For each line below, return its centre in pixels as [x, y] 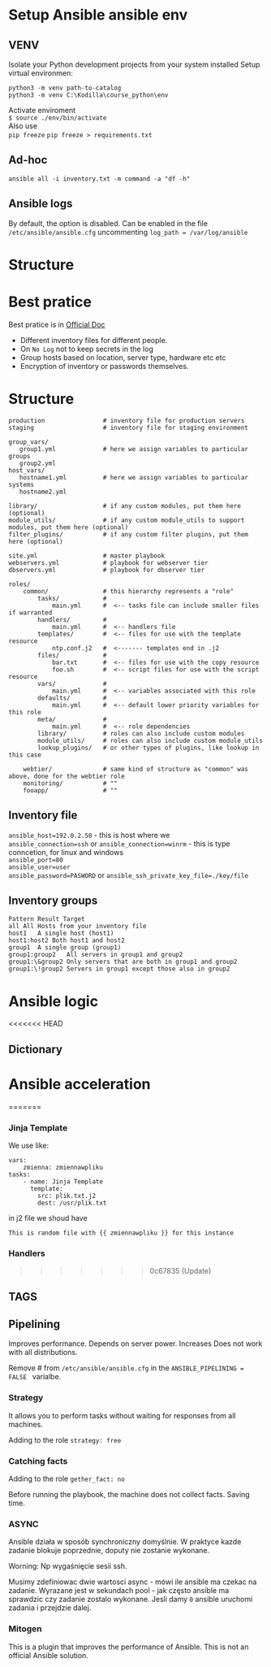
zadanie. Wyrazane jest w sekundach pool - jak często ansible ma [119, 1591]
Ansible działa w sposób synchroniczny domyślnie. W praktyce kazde [125, 1542]
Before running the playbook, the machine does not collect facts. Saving [129, 1494]
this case [25, 755]
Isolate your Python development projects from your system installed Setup [134, 64]
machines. [26, 1424]
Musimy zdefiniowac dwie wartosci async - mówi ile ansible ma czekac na [133, 1582]
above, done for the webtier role [67, 776]
